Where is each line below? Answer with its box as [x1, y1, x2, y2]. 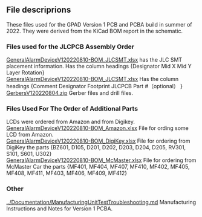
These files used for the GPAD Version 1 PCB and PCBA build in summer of [6, 21, 192, 28]
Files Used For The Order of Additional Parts [6, 105, 138, 113]
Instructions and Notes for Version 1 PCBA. [6, 205, 113, 212]
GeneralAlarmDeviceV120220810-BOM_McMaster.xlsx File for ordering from [6, 157, 197, 164]
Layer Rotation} [6, 69, 45, 76]
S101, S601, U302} [6, 151, 52, 158]
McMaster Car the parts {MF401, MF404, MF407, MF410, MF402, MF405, [6, 163, 190, 170]
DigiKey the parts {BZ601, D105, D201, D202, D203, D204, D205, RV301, [6, 144, 186, 151]
